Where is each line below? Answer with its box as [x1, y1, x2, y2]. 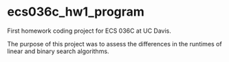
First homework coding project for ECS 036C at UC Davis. [7, 27, 172, 35]
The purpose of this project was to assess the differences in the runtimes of [7, 40, 222, 48]
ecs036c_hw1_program [7, 4, 144, 20]
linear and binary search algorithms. [7, 47, 109, 55]
